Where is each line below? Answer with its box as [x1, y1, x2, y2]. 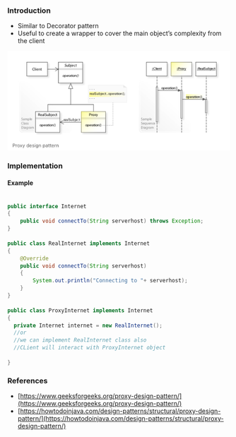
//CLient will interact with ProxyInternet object [13, 345, 166, 352]
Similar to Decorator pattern [17, 22, 99, 30]
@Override [20, 255, 49, 262]
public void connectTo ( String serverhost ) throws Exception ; [20, 217, 203, 225]
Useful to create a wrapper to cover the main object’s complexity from [17, 29, 222, 37]
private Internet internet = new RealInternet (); [13, 322, 163, 329]
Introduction [7, 6, 51, 16]
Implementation [7, 161, 64, 171]
